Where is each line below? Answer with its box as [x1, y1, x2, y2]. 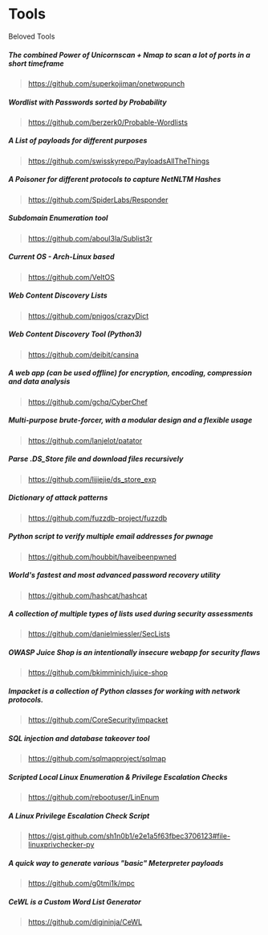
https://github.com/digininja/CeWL [27, 917, 143, 927]
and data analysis [8, 377, 71, 386]
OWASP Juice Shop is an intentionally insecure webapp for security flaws [8, 648, 261, 657]
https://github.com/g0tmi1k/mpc [27, 879, 135, 888]
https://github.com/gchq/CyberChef [27, 397, 148, 406]
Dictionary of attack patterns [8, 492, 108, 503]
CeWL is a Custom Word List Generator [8, 896, 142, 906]
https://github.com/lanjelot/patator [27, 435, 143, 445]
